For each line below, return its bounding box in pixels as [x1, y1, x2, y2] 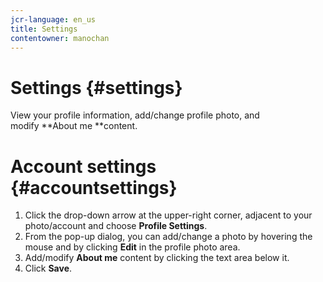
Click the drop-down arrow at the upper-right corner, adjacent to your [24, 209, 313, 221]
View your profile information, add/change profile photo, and [10, 109, 260, 121]
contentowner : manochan [10, 33, 110, 43]
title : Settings [10, 24, 78, 34]
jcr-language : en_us [10, 14, 97, 25]
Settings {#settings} [10, 76, 183, 99]
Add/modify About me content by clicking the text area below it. [24, 252, 290, 264]
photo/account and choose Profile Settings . [24, 220, 208, 232]
